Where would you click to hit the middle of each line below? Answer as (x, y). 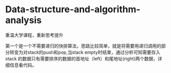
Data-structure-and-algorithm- (73, 9)
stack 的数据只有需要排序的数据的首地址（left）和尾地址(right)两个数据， (81, 58)
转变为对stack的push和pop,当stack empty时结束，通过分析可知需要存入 (85, 52)
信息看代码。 (23, 65)
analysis (23, 20)
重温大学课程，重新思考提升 (34, 35)
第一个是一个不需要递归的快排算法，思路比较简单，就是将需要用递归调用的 (83, 46)
